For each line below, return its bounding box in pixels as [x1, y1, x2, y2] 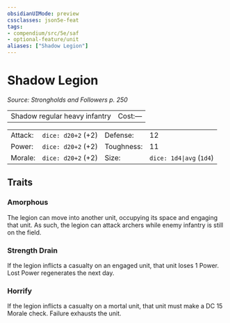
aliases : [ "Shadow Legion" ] [7, 42, 89, 49]
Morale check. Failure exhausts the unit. [7, 309, 122, 317]
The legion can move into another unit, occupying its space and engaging [7, 213, 218, 221]
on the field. [7, 228, 42, 237]
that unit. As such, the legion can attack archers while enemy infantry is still [7, 221, 224, 229]
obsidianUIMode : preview [7, 10, 79, 17]
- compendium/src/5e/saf [7, 29, 79, 37]
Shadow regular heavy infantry [10, 111, 111, 120]
